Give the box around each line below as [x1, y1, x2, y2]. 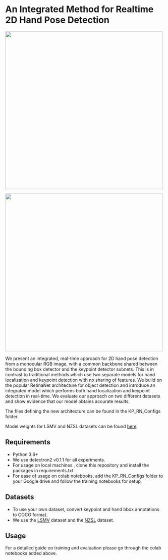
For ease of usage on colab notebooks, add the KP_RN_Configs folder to [12, 473, 163, 479]
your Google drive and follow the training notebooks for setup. [12, 478, 142, 484]
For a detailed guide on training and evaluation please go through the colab [5, 545, 161, 551]
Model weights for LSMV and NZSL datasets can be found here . [5, 423, 138, 429]
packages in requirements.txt [12, 467, 74, 473]
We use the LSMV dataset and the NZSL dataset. [12, 517, 115, 523]
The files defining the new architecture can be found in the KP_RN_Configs [5, 408, 161, 414]
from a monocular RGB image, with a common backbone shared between [5, 361, 158, 367]
